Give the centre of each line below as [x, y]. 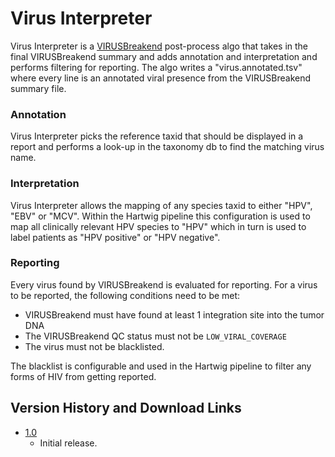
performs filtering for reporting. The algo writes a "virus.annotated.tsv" [156, 67]
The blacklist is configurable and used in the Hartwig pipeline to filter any [161, 366]
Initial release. [68, 443]
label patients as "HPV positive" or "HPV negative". [115, 237]
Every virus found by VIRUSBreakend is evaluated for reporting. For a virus [164, 284]
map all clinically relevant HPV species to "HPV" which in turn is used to [158, 226]
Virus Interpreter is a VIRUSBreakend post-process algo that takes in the [159, 46]
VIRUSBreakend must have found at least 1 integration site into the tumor [174, 314]
